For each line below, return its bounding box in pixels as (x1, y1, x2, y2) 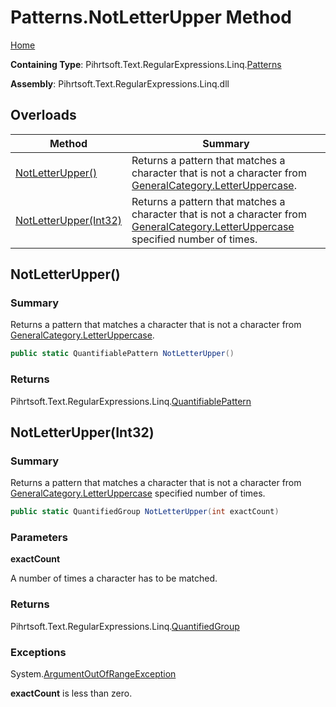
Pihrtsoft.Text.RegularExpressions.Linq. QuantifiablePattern (10, 395, 252, 407)
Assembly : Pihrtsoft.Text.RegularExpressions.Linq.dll (10, 77, 230, 90)
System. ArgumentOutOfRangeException (10, 668, 177, 680)
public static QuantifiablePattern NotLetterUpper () (10, 349, 235, 359)
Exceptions (10, 645, 67, 659)
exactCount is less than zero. (10, 687, 133, 700)
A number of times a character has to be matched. (10, 572, 218, 585)
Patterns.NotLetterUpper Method (10, 6, 292, 29)
